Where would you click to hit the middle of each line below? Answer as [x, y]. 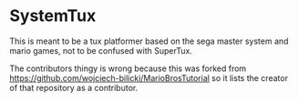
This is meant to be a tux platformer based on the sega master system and [149, 41]
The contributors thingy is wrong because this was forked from [128, 68]
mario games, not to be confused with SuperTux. [101, 50]
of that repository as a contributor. [74, 87]
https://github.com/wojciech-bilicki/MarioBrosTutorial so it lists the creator [149, 77]
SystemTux [53, 16]
